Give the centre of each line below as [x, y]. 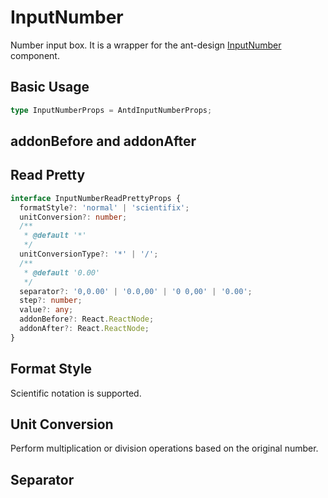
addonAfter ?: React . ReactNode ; [84, 329]
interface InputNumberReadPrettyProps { [96, 198]
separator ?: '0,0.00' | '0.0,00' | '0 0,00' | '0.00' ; [136, 291]
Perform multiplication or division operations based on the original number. [164, 448]
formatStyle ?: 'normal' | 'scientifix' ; [104, 207]
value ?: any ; [46, 310]
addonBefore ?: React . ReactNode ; [87, 319]
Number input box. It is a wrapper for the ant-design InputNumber [146, 45]
